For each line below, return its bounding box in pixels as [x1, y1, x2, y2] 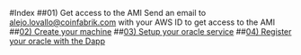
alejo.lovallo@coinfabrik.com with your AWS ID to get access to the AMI [9, 17, 276, 27]
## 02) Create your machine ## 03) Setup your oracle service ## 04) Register [9, 27, 292, 36]
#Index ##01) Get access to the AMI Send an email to [9, 8, 207, 18]
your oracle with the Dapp [9, 35, 106, 46]
